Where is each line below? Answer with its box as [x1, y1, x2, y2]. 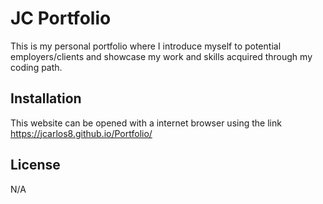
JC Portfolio [10, 7, 112, 30]
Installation [10, 90, 82, 107]
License [10, 157, 61, 174]
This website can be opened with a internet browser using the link [10, 117, 282, 129]
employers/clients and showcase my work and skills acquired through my [10, 50, 313, 62]
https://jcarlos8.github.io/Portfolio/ [10, 127, 153, 139]
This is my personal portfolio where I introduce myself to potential [10, 40, 282, 52]
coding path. [10, 61, 63, 73]
